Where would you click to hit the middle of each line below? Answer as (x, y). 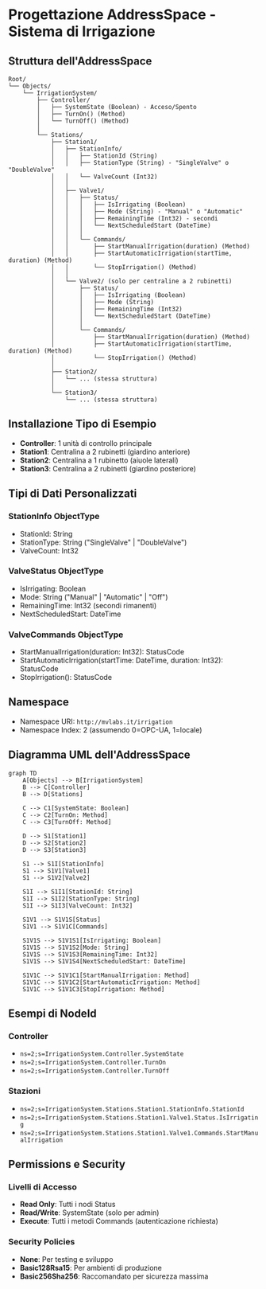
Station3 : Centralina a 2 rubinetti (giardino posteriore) (108, 468)
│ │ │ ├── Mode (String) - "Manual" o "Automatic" (147, 212)
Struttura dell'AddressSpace (80, 61)
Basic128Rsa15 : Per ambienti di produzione (91, 1268)
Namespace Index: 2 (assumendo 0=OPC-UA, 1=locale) (111, 729)
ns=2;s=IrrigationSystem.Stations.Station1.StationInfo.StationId (132, 1109)
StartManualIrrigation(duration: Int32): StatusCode (102, 652)
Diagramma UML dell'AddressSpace (99, 755)
